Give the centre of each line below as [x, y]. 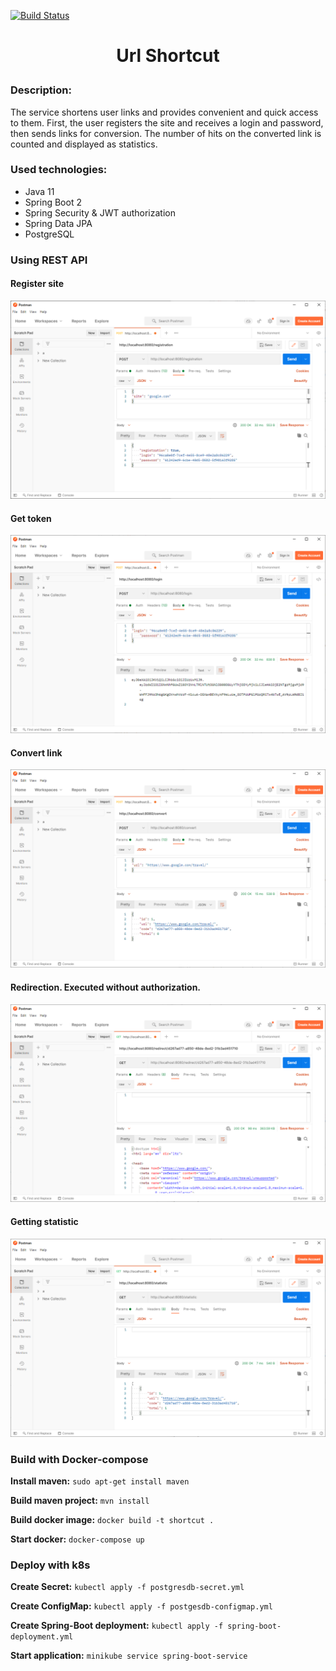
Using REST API [49, 260]
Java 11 [39, 191]
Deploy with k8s [50, 1565]
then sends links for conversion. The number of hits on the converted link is [166, 133]
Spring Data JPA [58, 223]
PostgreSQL [49, 234]
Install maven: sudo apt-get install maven [100, 1481]
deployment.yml [42, 1637]
